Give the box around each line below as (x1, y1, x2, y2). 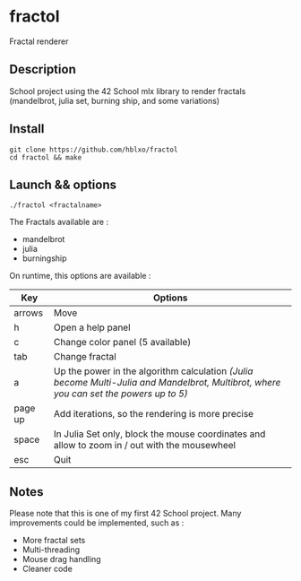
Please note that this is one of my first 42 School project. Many (9, 508, 242, 519)
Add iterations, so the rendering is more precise (53, 408, 254, 421)
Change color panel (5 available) (53, 336, 192, 349)
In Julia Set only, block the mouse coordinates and (53, 428, 266, 440)
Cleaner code (21, 563, 73, 575)
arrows (13, 307, 43, 319)
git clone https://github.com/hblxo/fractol (9, 145, 178, 154)
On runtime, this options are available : (9, 271, 151, 282)
